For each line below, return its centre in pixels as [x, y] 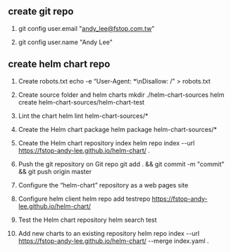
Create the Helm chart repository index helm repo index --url [106, 142]
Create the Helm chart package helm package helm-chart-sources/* [118, 129]
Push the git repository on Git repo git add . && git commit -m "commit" [121, 164]
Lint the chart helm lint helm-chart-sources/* [83, 116]
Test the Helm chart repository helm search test [87, 220]
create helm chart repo [59, 64]
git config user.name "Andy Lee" [65, 42]
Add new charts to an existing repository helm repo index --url [109, 233]
